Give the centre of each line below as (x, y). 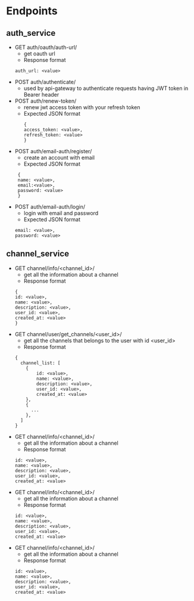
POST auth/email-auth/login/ (50, 207)
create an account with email (59, 157)
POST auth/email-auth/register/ (53, 151)
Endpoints (32, 11)
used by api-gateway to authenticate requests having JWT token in (106, 88)
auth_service (31, 33)
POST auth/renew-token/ (46, 101)
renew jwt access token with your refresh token (82, 107)
